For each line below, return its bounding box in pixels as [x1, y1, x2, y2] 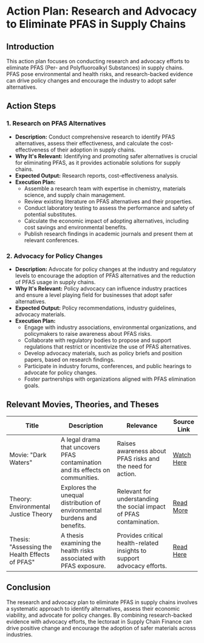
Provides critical [117, 531, 163, 540]
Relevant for [117, 487, 152, 495]
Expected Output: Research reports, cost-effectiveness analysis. [15, 172, 179, 179]
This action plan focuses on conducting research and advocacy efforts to [6, 58, 190, 64]
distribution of [60, 498, 101, 507]
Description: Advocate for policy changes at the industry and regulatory [15, 265, 196, 273]
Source [172, 417, 195, 426]
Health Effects [9, 550, 50, 558]
